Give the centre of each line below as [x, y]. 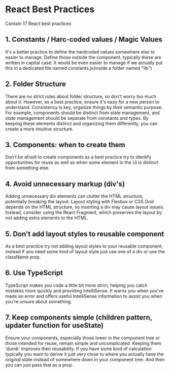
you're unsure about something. [39, 301]
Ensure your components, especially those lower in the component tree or [83, 338]
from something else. [27, 168]
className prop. [23, 257]
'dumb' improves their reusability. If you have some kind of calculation [79, 349]
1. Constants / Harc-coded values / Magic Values [84, 39]
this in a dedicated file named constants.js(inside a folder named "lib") [79, 68]
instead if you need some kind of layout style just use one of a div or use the [85, 251]
